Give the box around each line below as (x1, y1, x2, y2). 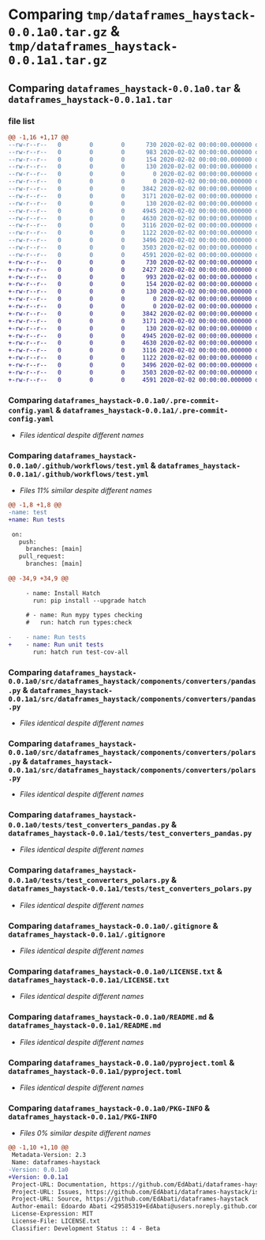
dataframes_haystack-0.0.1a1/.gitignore (8, 930, 166, 939)
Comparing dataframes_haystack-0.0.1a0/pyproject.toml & (8, 1057, 235, 1068)
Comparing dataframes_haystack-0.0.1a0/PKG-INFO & (8, 1102, 211, 1114)
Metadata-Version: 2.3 (11, 1151, 87, 1159)
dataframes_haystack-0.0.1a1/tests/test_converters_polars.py (8, 884, 252, 894)
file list (8, 115, 35, 126)
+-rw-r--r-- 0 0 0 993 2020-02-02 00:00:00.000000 (8, 273, 252, 281)
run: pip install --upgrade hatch (32, 597, 147, 605)
